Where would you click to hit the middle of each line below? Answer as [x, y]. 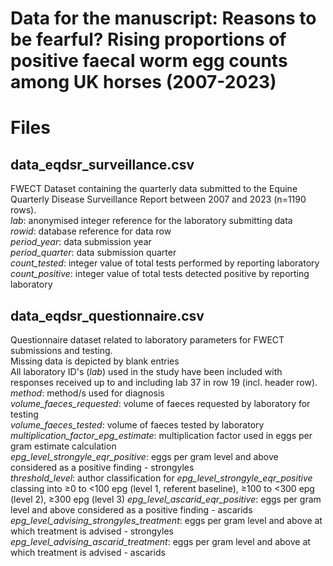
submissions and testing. [61, 350]
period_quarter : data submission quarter [93, 253]
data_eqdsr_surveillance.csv [102, 164]
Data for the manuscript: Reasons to [163, 18]
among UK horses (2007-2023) [143, 82]
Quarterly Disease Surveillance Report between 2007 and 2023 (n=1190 [158, 199]
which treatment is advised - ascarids [88, 552]
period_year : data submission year [81, 242]
